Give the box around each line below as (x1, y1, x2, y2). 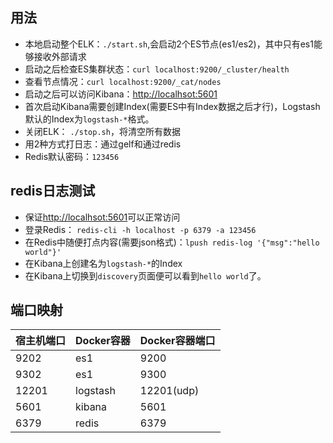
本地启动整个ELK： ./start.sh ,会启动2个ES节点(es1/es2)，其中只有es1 (24, 38, 314, 50)
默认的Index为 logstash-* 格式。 (24, 113, 155, 125)
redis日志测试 (10, 183, 96, 200)
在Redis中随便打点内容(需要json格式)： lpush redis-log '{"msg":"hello (24, 236, 320, 248)
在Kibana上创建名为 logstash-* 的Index (24, 257, 183, 269)
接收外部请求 (33, 50, 87, 62)
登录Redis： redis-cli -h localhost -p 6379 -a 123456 (24, 223, 257, 235)
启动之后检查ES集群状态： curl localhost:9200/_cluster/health (24, 63, 290, 75)
